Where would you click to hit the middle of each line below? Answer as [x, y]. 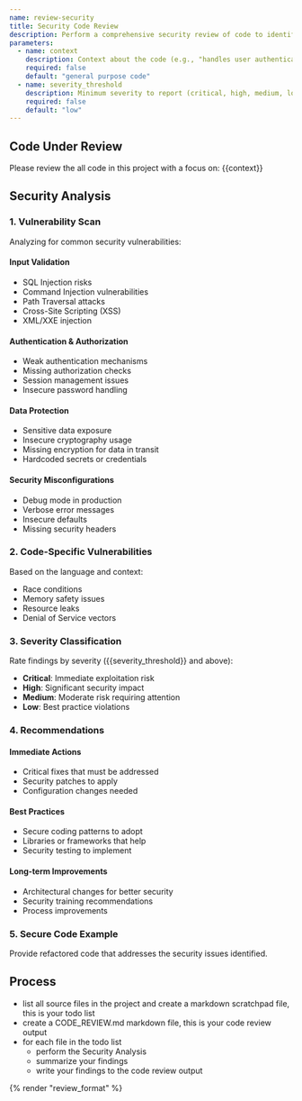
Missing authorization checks [77, 371]
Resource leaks [51, 608]
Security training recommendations [88, 901]
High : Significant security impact [83, 688]
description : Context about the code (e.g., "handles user [138, 59]
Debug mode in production [72, 500]
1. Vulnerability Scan [55, 222]
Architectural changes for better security [98, 891]
